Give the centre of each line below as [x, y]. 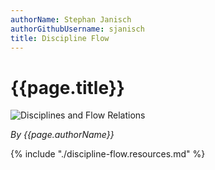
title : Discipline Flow [60, 38]
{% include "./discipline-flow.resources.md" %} [108, 154]
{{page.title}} [67, 87]
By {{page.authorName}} [62, 135]
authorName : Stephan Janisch [71, 19]
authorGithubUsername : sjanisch [77, 29]
